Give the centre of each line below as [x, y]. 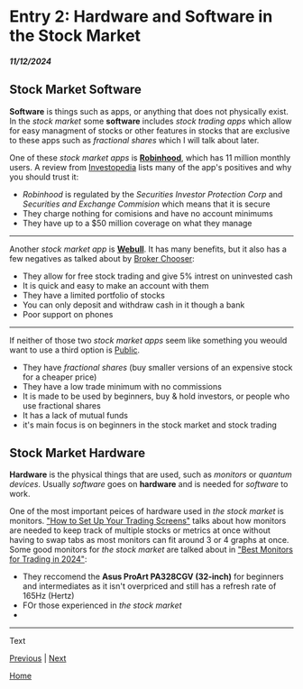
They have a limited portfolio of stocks [93, 295]
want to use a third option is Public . [75, 350]
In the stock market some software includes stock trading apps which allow [151, 121]
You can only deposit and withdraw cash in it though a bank [133, 305]
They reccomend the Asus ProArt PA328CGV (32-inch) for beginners [153, 577]
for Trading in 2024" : [48, 559]
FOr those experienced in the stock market [102, 605]
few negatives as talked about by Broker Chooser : [102, 258]
